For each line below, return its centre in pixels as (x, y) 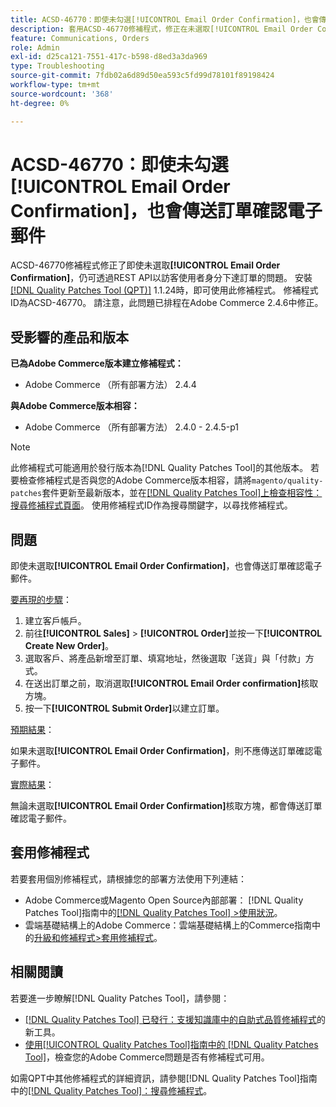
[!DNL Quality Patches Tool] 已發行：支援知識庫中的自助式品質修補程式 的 (175, 1019)
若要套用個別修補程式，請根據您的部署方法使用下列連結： (128, 878)
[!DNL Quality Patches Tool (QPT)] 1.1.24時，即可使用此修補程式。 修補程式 (164, 290)
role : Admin (35, 47)
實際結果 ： (32, 785)
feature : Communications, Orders (80, 38)
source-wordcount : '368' (62, 94)
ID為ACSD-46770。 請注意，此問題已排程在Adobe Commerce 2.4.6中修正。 (167, 303)
